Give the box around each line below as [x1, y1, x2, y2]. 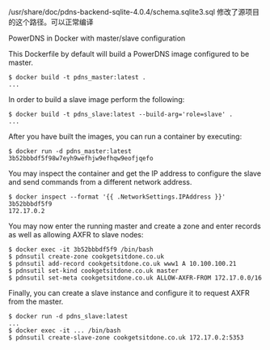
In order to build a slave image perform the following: [8, 95, 185, 104]
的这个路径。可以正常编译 [8, 17, 94, 27]
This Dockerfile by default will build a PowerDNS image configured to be [8, 49, 250, 58]
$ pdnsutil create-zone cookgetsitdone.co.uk [8, 253, 164, 261]
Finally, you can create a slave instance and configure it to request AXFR [8, 288, 251, 297]
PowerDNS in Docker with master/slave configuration [8, 33, 186, 43]
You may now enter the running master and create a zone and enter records [8, 221, 261, 231]
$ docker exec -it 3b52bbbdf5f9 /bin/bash [8, 245, 154, 254]
